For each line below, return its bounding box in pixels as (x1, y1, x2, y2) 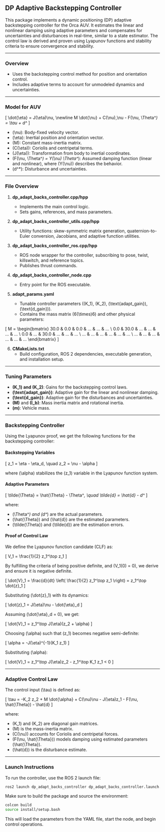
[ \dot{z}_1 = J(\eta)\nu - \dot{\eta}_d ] (5, 602, 82, 608)
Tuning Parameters (5, 373, 52, 380)
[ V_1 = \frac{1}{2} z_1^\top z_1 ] (5, 553, 67, 559)
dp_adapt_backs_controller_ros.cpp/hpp (12, 243, 97, 249)
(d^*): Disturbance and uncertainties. (12, 166, 87, 172)
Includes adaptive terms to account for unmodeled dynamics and (12, 82, 144, 87)
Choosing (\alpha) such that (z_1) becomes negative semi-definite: (5, 630, 139, 636)
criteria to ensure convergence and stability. (5, 43, 94, 49)
